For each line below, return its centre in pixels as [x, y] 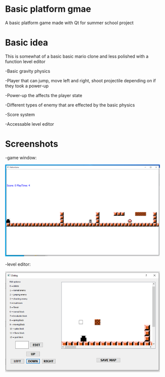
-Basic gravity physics [28, 71]
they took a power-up [27, 86]
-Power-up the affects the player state [44, 95]
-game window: [21, 157]
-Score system [20, 114]
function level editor [25, 61]
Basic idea [27, 43]
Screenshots [32, 144]
